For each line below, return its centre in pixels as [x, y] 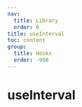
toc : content [27, 40]
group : [17, 47]
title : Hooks [33, 54]
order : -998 [31, 60]
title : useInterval [36, 34]
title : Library [36, 21]
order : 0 [27, 27]
